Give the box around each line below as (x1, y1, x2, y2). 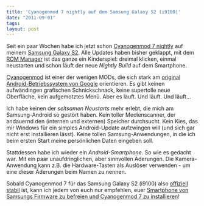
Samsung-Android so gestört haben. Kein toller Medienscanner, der (6, 111, 176, 118)
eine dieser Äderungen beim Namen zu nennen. (6, 168, 127, 176)
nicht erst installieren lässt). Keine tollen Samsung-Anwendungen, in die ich (6, 131, 196, 138)
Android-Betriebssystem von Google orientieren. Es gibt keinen (6, 80, 165, 88)
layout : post (6, 26, 40, 32)
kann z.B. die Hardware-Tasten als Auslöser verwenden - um (38, 162, 191, 169)
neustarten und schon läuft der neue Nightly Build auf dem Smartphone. (6, 62, 188, 69)
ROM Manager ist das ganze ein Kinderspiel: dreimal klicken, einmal (6, 55, 177, 63)
